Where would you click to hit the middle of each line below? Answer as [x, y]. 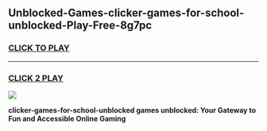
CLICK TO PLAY [39, 48]
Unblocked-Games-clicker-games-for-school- [126, 13]
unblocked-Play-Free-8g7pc [80, 26]
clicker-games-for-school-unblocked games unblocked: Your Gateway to [132, 110]
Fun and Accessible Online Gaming [67, 118]
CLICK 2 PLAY [36, 78]
